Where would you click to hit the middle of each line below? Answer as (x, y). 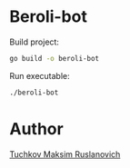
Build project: (34, 42)
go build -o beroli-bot (55, 58)
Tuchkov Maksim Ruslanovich (65, 154)
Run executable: (40, 75)
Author (36, 128)
